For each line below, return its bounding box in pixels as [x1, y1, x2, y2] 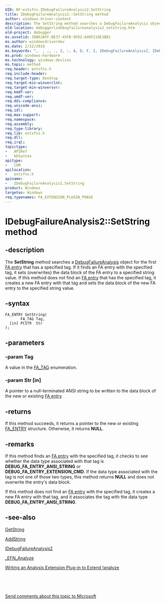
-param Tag [5, 353, 33, 360]
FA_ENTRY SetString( [5, 312, 48, 317]
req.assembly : [5, 121, 34, 126]
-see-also [5, 513, 36, 522]
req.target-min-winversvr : [5, 85, 60, 90]
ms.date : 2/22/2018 [5, 44, 45, 49]
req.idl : [5, 108, 23, 113]
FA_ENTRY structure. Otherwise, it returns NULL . [5, 426, 104, 432]
